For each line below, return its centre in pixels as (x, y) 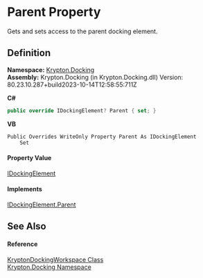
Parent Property (54, 12)
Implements (25, 189)
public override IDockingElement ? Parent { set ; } (82, 111)
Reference (23, 244)
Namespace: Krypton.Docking (51, 69)
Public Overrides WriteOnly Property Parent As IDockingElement (102, 137)
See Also (27, 226)
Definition (29, 53)
